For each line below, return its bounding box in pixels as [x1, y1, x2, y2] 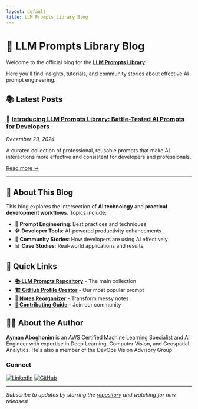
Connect [6, 361, 31, 369]
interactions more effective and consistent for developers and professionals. [6, 154, 192, 161]
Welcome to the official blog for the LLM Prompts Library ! [6, 59, 147, 66]
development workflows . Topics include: [6, 209, 107, 216]
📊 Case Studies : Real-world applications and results [14, 242, 144, 249]
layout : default [6, 8, 46, 15]
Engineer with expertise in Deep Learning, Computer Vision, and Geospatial [6, 340, 190, 347]
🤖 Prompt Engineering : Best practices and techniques [14, 220, 147, 227]
